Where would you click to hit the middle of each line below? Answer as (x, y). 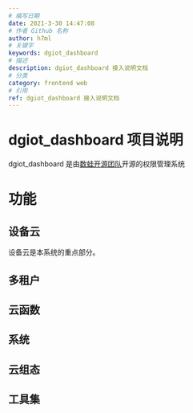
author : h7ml (30, 38)
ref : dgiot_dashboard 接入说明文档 (64, 98)
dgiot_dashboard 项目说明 (96, 140)
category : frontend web (48, 83)
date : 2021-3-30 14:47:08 (51, 23)
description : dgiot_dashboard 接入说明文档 (78, 68)
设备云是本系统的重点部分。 (54, 252)
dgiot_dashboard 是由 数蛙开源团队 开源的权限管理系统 (97, 164)
